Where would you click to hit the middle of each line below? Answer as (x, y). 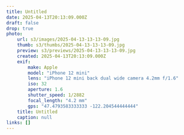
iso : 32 (37, 84)
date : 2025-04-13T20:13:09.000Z (47, 17)
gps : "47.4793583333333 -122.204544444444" (83, 106)
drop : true (20, 28)
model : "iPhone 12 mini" (59, 73)
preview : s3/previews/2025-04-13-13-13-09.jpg (76, 51)
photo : (14, 34)
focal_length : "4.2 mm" (57, 100)
